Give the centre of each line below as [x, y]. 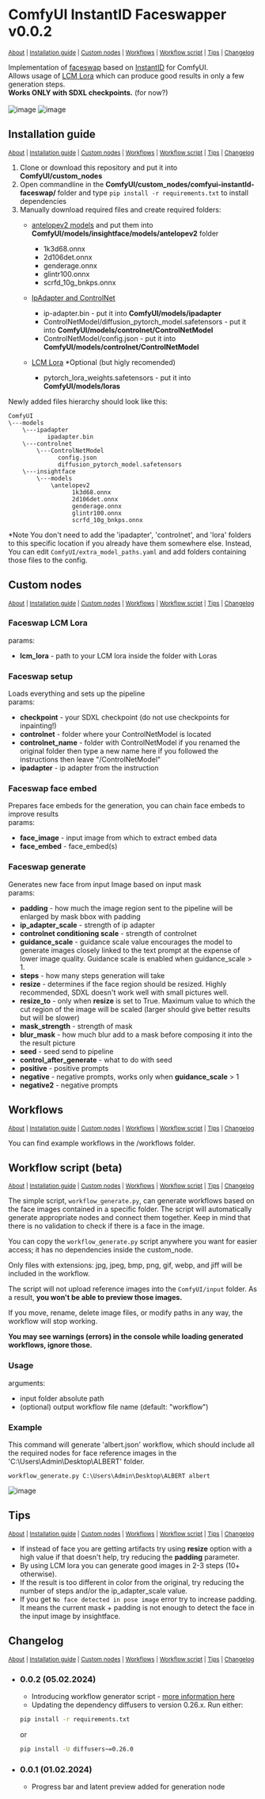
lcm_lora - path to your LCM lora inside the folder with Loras [118, 655]
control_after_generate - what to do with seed [96, 1060]
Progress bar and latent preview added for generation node [128, 1786]
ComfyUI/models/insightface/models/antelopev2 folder [125, 233]
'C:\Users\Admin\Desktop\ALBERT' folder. [76, 1461]
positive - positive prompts [64, 1068]
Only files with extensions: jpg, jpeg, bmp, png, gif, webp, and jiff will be [125, 1265]
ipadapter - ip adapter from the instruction [89, 768]
